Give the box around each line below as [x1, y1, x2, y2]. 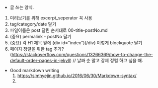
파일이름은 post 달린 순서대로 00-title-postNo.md [9, 27, 108, 33]
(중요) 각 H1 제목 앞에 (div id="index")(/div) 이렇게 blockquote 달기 [9, 40, 143, 46]
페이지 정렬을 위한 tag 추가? [9, 46, 64, 52]
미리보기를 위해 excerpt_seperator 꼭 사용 [9, 15, 93, 21]
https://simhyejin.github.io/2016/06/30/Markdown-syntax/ [17, 73, 137, 79]
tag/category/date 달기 [9, 21, 56, 27]
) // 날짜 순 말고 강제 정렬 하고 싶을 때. [70, 58, 143, 63]
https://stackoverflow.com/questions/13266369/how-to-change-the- [11, 52, 153, 57]
